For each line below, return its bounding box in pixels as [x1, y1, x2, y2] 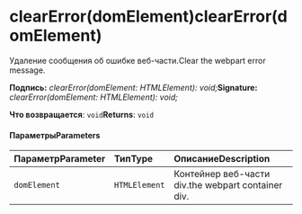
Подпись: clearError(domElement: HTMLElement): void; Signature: [9, 82, 258, 93]
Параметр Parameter [13, 153, 106, 165]
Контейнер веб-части [173, 168, 271, 181]
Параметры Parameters [9, 129, 101, 140]
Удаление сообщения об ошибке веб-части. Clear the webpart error [9, 55, 267, 66]
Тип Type [113, 153, 154, 165]
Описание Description [173, 153, 271, 165]
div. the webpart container [173, 179, 283, 192]
